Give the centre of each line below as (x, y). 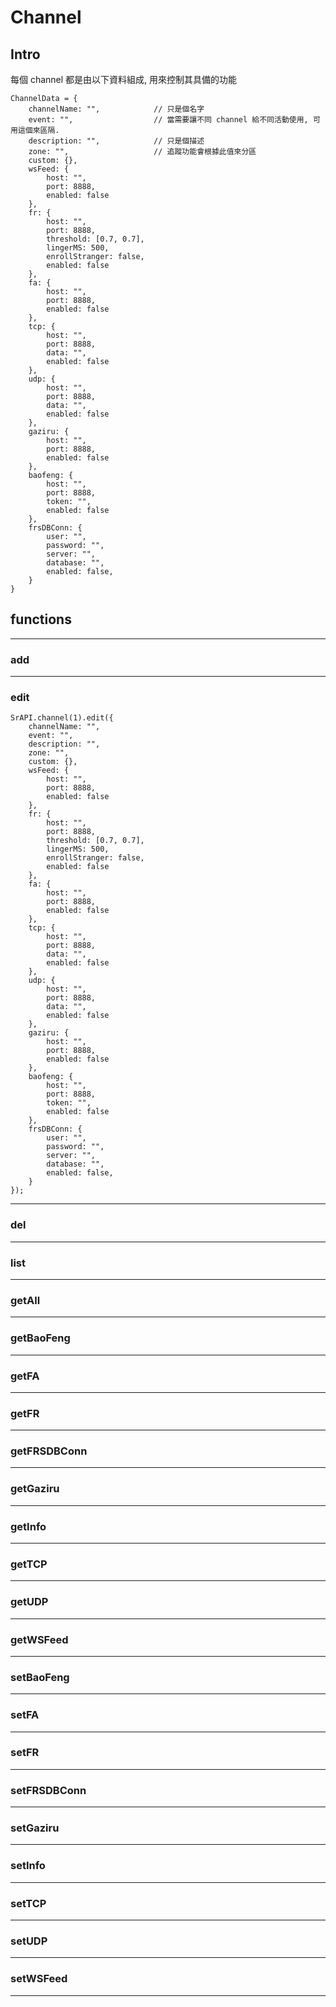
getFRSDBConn (49, 1451)
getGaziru (35, 1489)
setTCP (28, 1903)
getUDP (29, 1602)
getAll (25, 1300)
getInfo (28, 1526)
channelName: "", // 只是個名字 (116, 109)
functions (41, 619)
